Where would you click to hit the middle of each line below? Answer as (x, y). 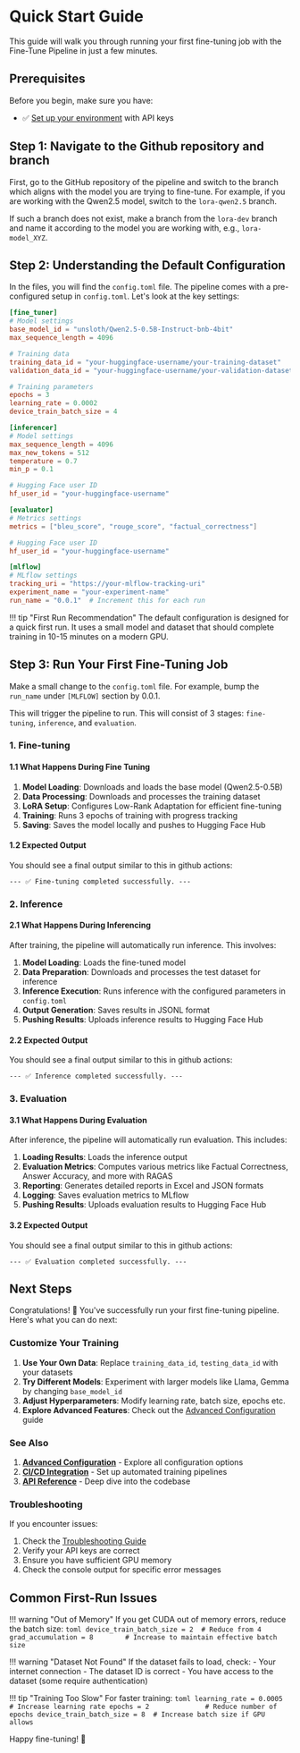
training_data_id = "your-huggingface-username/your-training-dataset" (145, 362)
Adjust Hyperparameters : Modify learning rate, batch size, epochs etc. (154, 1401)
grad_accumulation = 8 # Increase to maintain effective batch (143, 1638)
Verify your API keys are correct (81, 1551)
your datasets (47, 1372)
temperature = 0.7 (43, 461)
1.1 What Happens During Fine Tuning (79, 767)
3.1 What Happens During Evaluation (78, 1120)
